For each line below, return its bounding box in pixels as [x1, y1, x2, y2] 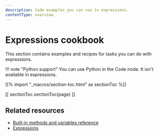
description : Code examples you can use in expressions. [5, 7, 129, 13]
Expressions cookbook [5, 34, 104, 46]
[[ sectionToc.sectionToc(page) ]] [5, 91, 75, 97]
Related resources [5, 106, 65, 115]
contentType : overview [5, 12, 54, 17]
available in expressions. [5, 72, 57, 78]
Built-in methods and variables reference [12, 120, 99, 126]
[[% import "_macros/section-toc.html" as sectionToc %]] [5, 81, 126, 88]
